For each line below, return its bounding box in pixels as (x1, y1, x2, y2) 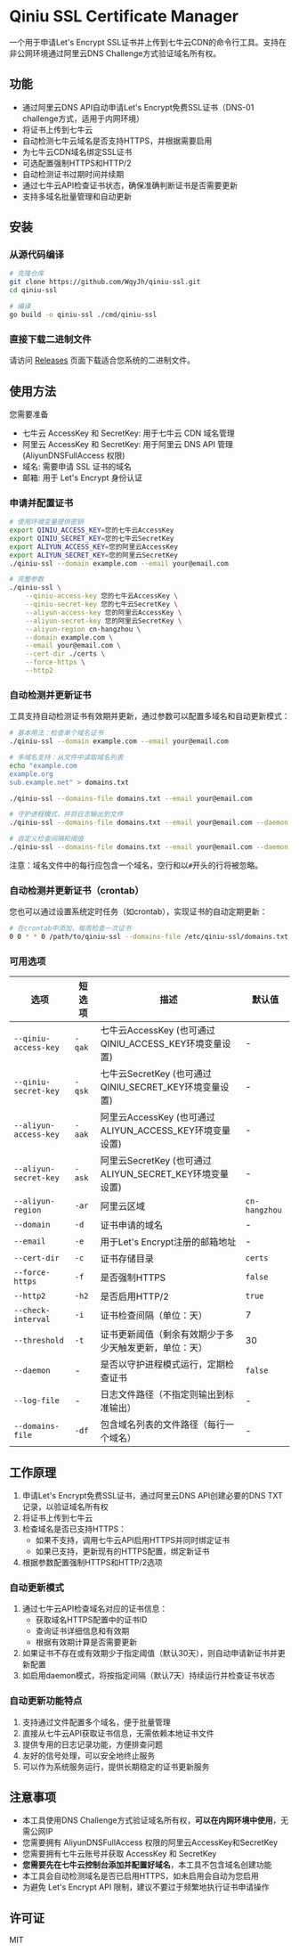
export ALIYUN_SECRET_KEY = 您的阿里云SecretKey (9, 551, 178, 559)
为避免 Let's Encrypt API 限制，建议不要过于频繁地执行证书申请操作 (21, 1882, 270, 1892)
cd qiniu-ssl (9, 286, 58, 295)
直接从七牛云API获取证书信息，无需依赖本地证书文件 (21, 1727, 215, 1738)
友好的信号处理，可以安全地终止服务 (21, 1750, 156, 1760)
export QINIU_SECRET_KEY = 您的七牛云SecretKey (9, 534, 174, 543)
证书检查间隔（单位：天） (100, 1310, 207, 1322)
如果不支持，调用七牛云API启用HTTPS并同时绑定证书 (35, 1535, 230, 1546)
